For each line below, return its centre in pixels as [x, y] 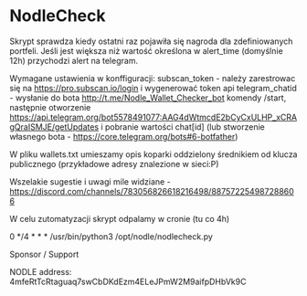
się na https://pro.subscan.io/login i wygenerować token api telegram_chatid [153, 88]
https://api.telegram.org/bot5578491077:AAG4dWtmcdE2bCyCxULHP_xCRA [153, 117]
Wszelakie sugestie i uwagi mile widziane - [90, 181]
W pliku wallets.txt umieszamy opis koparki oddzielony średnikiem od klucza [153, 154]
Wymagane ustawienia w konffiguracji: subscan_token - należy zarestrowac [153, 78]
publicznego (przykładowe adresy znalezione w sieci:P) [114, 164]
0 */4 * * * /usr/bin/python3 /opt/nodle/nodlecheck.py [111, 236]
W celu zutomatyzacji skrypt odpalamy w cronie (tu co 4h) [120, 218]
